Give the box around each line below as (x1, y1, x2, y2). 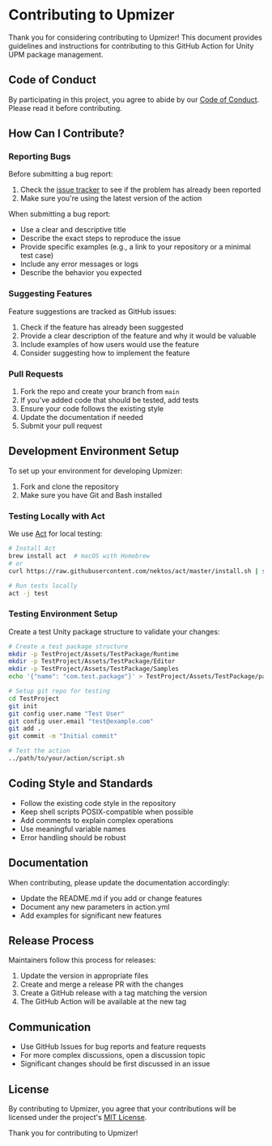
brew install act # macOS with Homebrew (8, 552, 151, 560)
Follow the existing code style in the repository (19, 798, 176, 808)
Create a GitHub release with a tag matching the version (19, 988, 208, 998)
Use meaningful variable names (19, 824, 126, 834)
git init (8, 702, 38, 710)
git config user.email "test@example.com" (8, 717, 154, 725)
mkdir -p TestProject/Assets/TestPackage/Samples (8, 665, 180, 673)
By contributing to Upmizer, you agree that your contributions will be (8, 1104, 236, 1114)
